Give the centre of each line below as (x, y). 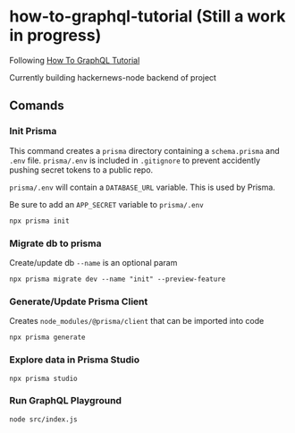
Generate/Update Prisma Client (79, 301)
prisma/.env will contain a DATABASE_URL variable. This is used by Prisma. (142, 187)
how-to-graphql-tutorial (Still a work (147, 17)
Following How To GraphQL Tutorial (75, 60)
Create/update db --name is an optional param (93, 262)
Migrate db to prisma (55, 243)
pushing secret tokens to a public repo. (81, 170)
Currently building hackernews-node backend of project (113, 77)
